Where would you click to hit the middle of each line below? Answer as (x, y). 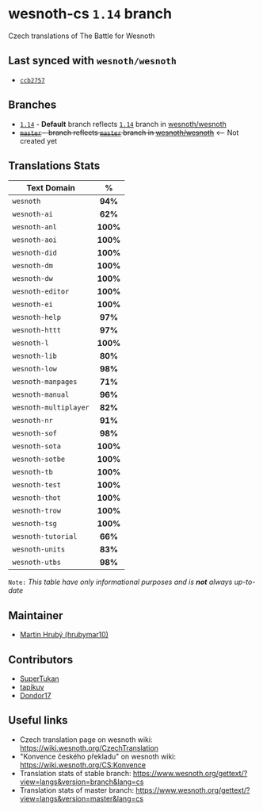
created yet (38, 140)
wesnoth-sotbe (39, 459)
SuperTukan (39, 678)
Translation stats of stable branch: (76, 773)
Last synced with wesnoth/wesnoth (92, 61)
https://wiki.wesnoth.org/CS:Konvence (83, 765)
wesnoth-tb (32, 472)
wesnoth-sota (37, 446)
